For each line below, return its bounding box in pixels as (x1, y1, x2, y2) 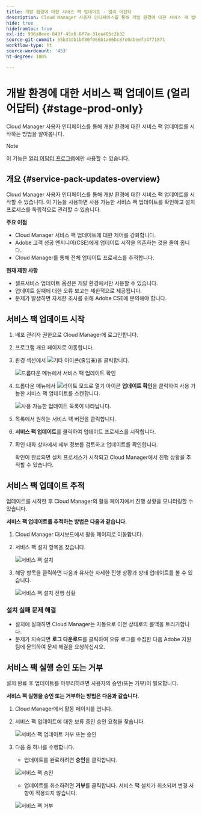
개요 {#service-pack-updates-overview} (6, 174, 161, 184)
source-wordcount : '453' (6, 48, 69, 54)
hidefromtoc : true (6, 25, 52, 32)
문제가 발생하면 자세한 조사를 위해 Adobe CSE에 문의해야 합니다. (14, 295, 167, 302)
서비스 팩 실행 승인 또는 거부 (6, 662, 103, 672)
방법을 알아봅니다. (22, 130, 64, 137)
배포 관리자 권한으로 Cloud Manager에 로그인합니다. (14, 331, 139, 339)
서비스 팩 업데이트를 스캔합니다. (26, 390, 100, 397)
